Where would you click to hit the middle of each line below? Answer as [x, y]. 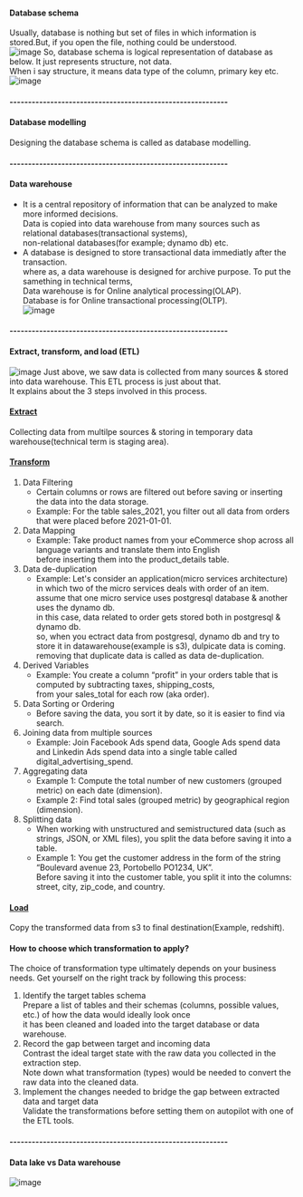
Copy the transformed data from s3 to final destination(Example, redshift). [147, 928]
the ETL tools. [48, 1121]
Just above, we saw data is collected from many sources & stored [166, 372]
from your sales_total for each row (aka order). [123, 694]
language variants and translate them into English [128, 550]
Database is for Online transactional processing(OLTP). [125, 300]
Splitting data [47, 819]
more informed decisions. [70, 214]
